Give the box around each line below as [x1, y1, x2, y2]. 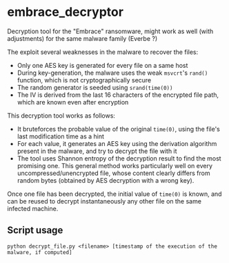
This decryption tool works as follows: [7, 111, 116, 120]
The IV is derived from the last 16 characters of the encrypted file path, [17, 91, 219, 99]
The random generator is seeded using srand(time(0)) [17, 83, 173, 91]
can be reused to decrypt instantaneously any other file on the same [7, 197, 202, 205]
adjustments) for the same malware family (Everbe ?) [7, 34, 158, 42]
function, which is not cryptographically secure [17, 75, 152, 84]
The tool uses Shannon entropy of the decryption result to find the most [17, 154, 222, 163]
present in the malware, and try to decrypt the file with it [17, 147, 177, 155]
